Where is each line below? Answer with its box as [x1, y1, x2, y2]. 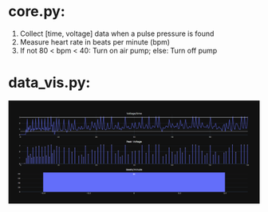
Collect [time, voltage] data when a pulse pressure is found [19, 29, 215, 38]
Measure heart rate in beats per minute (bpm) [19, 37, 170, 46]
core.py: [8, 2, 65, 21]
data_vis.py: [8, 74, 91, 92]
